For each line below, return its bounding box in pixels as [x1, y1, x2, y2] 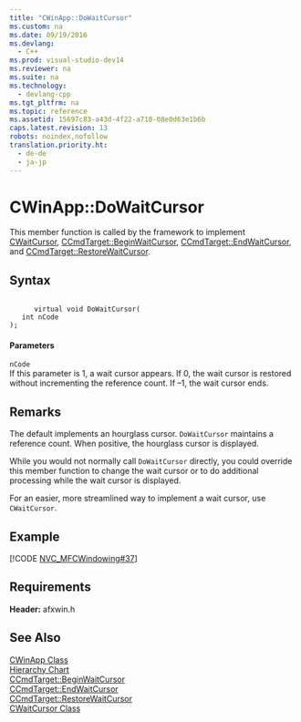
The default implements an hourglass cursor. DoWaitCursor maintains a [9, 428, 274, 439]
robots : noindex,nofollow [9, 132, 108, 141]
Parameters [9, 339, 55, 351]
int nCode [21, 313, 59, 322]
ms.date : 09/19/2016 [9, 30, 88, 39]
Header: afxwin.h [9, 603, 76, 614]
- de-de [17, 149, 47, 158]
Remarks [9, 404, 62, 419]
